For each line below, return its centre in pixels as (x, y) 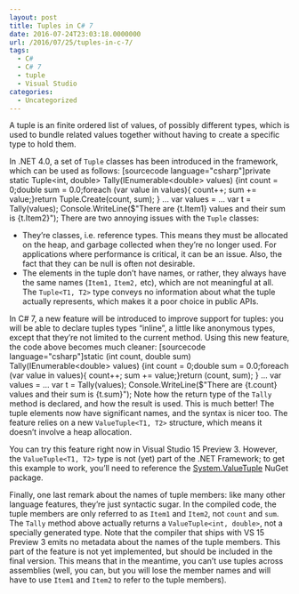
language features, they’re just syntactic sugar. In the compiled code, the (143, 504)
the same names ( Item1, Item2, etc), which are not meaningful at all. (148, 283)
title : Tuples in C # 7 (51, 26)
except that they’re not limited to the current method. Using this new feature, (149, 338)
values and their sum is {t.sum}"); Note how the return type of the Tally (141, 394)
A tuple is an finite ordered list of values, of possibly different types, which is (149, 125)
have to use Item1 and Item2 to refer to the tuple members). (118, 580)
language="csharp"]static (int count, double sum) (100, 357)
